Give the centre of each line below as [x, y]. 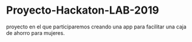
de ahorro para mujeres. [35, 33]
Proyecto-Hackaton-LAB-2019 [83, 10]
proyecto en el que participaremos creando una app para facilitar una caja [96, 27]
